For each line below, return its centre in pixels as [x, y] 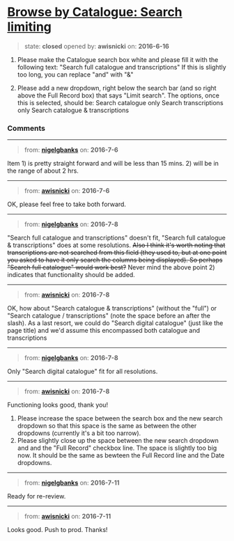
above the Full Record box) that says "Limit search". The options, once [118, 95]
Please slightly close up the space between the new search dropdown [118, 441]
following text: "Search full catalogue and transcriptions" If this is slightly [122, 67]
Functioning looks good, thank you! [58, 405]
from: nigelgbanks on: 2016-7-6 [71, 150]
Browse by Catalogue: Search [95, 12]
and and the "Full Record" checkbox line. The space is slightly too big [117, 448]
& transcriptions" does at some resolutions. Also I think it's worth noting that [116, 245]
